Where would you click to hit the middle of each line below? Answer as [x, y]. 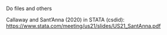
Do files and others [29, 8]
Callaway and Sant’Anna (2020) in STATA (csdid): [65, 20]
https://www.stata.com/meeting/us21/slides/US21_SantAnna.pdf [83, 26]
